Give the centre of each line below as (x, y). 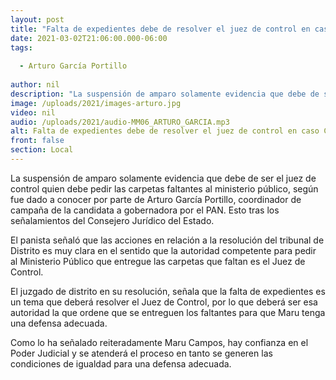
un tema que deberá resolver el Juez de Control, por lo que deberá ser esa (164, 302)
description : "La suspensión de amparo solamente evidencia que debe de (165, 94)
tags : (21, 47)
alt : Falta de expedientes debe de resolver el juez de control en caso (165, 131)
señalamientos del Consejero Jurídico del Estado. (112, 220)
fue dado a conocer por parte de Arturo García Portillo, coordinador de (156, 199)
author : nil (35, 85)
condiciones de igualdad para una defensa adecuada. (121, 363)
